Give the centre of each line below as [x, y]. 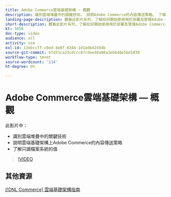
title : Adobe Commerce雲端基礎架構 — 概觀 [48, 10]
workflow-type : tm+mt [28, 57]
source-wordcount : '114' [32, 62]
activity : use [20, 43]
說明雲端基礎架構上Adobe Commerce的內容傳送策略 [67, 143]
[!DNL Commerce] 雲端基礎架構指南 [43, 189]
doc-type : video [22, 34]
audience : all [20, 39]
